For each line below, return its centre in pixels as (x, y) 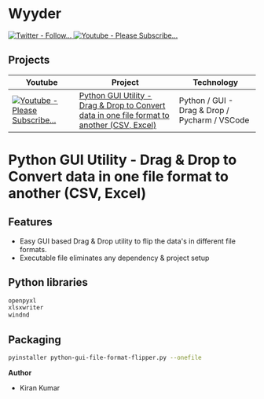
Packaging (35, 340)
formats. (33, 249)
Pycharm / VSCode (214, 120)
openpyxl (22, 300)
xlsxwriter (26, 308)
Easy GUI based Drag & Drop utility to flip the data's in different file (127, 241)
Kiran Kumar (40, 388)
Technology (215, 82)
